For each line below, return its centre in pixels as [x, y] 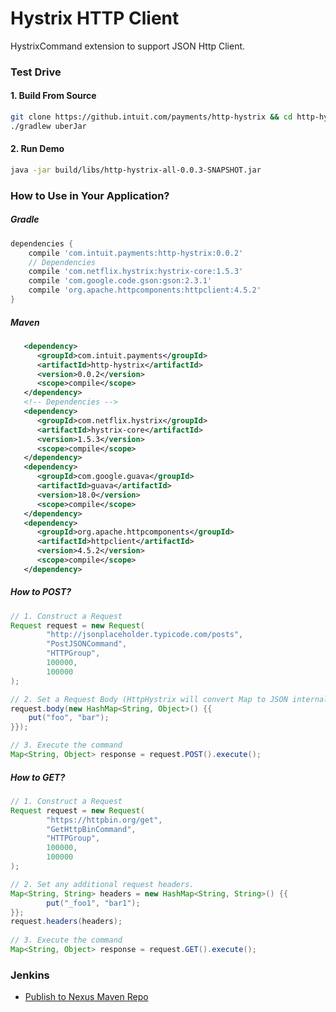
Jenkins [30, 975]
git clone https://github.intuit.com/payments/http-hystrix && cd [151, 117]
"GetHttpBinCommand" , [91, 829]
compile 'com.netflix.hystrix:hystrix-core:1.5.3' [136, 272]
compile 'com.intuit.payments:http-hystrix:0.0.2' [136, 253]
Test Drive [36, 72]
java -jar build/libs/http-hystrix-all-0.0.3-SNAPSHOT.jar [136, 170]
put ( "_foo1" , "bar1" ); [93, 903]
